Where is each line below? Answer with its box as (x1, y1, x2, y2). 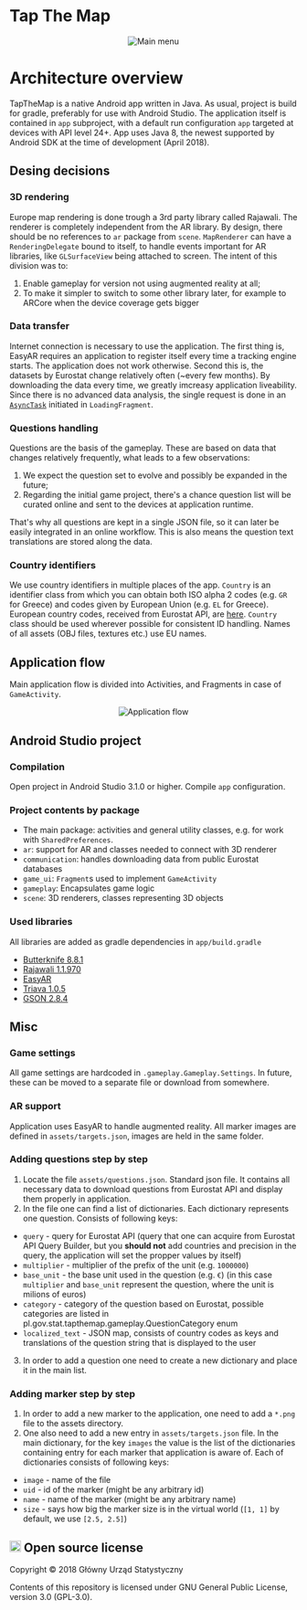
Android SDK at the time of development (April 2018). (9, 136, 210, 147)
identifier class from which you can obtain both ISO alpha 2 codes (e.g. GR (9, 589, 288, 600)
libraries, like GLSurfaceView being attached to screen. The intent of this (9, 250, 278, 261)
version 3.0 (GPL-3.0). (9, 1591, 93, 1602)
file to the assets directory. (22, 1418, 123, 1429)
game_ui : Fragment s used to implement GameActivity (22, 874, 217, 884)
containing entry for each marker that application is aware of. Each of (22, 1447, 284, 1458)
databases (22, 863, 63, 874)
